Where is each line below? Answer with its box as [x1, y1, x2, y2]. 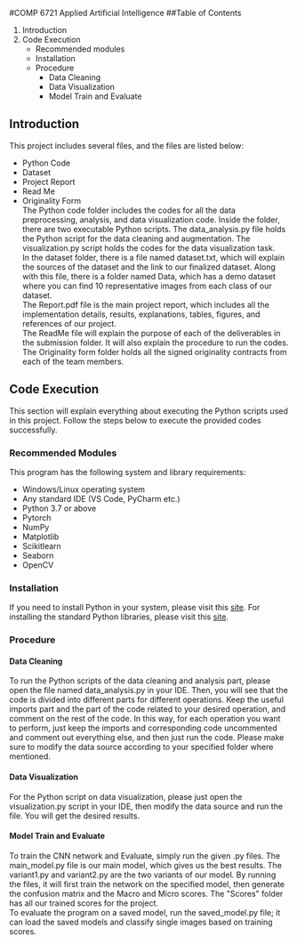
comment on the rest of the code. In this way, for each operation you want [9, 714, 281, 724]
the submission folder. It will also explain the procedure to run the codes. [21, 337, 289, 348]
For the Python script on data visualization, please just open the [9, 791, 243, 802]
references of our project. [21, 318, 117, 328]
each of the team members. [21, 356, 124, 367]
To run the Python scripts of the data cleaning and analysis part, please [9, 675, 271, 686]
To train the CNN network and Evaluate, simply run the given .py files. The [9, 850, 281, 861]
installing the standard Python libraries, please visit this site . [9, 611, 229, 622]
